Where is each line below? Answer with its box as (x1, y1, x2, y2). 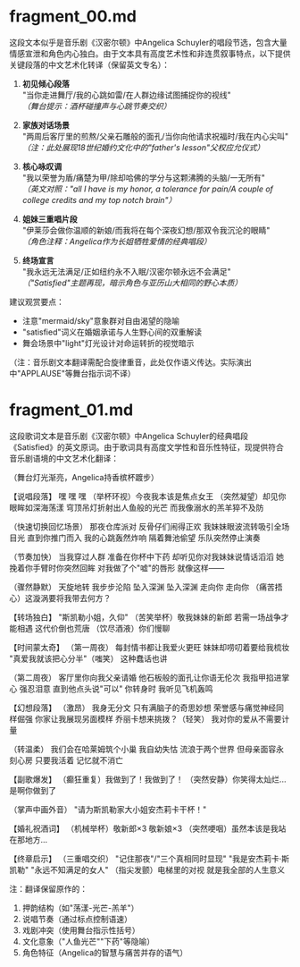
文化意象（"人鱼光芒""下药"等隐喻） (21, 936, 154, 946)
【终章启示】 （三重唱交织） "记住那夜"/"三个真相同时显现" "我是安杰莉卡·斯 (9, 852, 290, 864)
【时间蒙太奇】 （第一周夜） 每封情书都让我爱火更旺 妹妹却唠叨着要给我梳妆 (9, 641, 290, 652)
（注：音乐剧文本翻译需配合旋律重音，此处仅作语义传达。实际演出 (9, 356, 252, 368)
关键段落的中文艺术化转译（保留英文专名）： (9, 59, 170, 70)
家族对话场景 (21, 119, 70, 131)
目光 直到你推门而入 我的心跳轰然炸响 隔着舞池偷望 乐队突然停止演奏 (9, 532, 261, 543)
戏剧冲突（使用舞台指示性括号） (21, 924, 140, 936)
